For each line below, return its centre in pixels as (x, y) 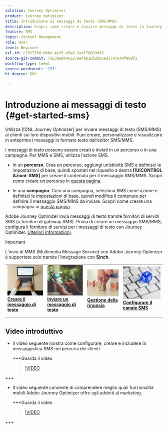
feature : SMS (19, 32)
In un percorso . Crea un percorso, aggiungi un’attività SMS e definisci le (87, 165)
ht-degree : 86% (21, 74)
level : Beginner (22, 48)
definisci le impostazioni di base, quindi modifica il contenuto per (79, 196)
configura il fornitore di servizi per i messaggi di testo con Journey (74, 227)
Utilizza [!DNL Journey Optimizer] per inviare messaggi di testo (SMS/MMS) (83, 129)
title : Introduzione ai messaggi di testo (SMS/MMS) (61, 21)
